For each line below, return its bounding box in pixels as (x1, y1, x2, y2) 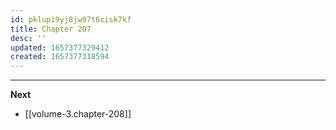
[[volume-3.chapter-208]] (24, 108, 132, 120)
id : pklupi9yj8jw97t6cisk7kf (10, 14, 132, 25)
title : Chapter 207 (10, 24, 92, 34)
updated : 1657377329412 (10, 42, 110, 53)
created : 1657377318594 (10, 52, 110, 62)
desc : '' (10, 33, 47, 43)
